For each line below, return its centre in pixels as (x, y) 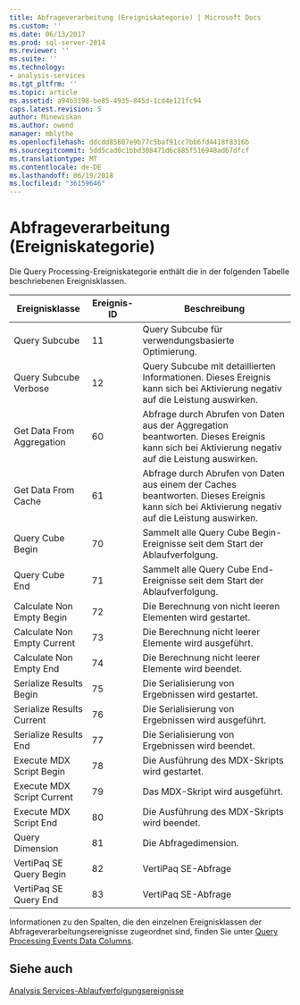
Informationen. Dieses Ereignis (206, 378)
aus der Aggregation (186, 425)
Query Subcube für (183, 330)
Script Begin (39, 772)
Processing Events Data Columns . (71, 941)
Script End (36, 823)
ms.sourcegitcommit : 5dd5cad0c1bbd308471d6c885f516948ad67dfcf (129, 150)
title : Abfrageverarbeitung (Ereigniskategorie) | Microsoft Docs (135, 17)
